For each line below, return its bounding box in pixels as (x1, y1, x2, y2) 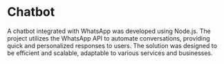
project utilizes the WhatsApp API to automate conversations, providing (7, 34, 210, 42)
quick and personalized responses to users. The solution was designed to (7, 41, 218, 50)
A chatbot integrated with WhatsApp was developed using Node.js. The (7, 27, 211, 35)
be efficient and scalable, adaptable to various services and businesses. (7, 49, 213, 57)
